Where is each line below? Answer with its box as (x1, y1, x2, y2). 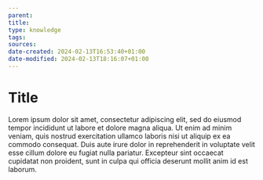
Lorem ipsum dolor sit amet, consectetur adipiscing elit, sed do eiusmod (8, 114, 242, 124)
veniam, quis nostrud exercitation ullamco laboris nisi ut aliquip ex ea (8, 131, 231, 141)
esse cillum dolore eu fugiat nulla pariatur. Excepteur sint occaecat (8, 148, 224, 157)
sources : (8, 41, 37, 49)
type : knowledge (8, 26, 61, 34)
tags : (8, 33, 26, 41)
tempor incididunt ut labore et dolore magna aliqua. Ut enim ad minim (8, 123, 232, 132)
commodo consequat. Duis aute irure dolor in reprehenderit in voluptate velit (8, 139, 255, 149)
